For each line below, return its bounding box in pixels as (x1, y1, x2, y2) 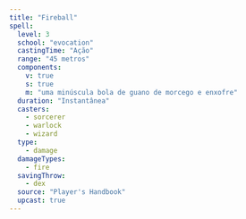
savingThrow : (17, 171, 66, 180)
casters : (17, 105, 50, 114)
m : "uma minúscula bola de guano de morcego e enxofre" (25, 88, 239, 97)
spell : (9, 21, 34, 30)
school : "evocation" (17, 38, 94, 47)
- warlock (25, 122, 63, 131)
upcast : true (17, 196, 66, 206)
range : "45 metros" (17, 55, 90, 63)
